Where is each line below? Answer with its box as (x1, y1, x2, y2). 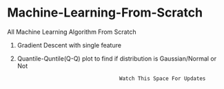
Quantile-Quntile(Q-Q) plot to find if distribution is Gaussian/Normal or (17, 54, 217, 63)
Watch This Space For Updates (119, 75, 206, 82)
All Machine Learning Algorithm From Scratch (7, 28, 136, 36)
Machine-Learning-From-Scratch (7, 5, 203, 21)
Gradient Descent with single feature (17, 41, 122, 49)
